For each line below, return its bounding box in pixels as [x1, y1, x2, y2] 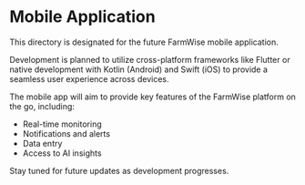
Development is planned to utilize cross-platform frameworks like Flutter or [9, 54, 290, 65]
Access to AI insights [22, 148, 102, 159]
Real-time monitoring [22, 118, 102, 129]
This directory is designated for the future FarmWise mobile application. [9, 36, 280, 47]
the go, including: [9, 100, 76, 111]
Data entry [22, 138, 63, 149]
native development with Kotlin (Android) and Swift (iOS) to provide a [9, 64, 269, 75]
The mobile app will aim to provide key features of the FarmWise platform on [9, 91, 296, 102]
